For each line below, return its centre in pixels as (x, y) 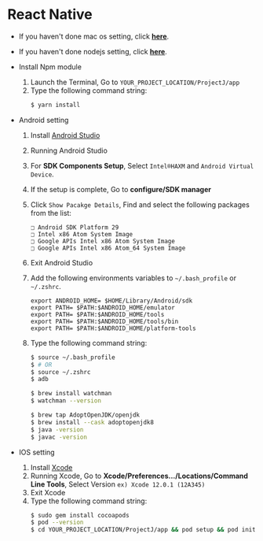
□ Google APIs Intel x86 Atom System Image (103, 241)
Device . (42, 174)
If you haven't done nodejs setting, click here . (93, 51)
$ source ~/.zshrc (60, 372)
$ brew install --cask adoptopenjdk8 (92, 422)
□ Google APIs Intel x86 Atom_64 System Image (108, 248)
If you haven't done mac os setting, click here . (94, 36)
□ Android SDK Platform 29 (75, 227)
